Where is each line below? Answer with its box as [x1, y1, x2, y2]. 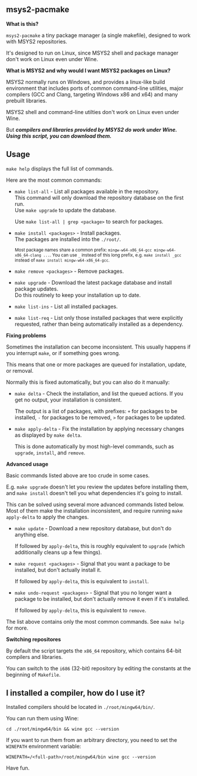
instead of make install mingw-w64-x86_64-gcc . [14, 257, 110, 263]
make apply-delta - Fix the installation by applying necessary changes [14, 425, 185, 432]
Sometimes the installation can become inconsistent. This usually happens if [6, 343, 191, 350]
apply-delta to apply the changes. [6, 513, 89, 520]
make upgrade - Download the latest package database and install [14, 279, 172, 286]
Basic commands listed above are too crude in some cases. [6, 471, 150, 479]
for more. [6, 624, 29, 631]
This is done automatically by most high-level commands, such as [14, 443, 174, 450]
